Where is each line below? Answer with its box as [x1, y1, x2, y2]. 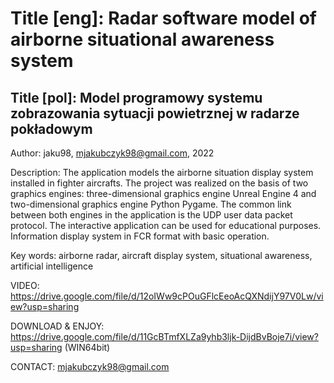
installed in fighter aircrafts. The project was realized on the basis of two [10, 177, 309, 189]
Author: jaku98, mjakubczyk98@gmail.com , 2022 [10, 147, 215, 159]
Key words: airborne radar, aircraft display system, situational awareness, [10, 250, 313, 261]
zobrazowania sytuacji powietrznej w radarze [10, 105, 300, 122]
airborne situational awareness [10, 28, 275, 51]
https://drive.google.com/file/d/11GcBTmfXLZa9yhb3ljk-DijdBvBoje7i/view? [10, 331, 319, 342]
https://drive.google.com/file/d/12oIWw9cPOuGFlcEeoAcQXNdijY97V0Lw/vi [10, 290, 324, 302]
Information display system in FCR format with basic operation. [10, 230, 270, 242]
